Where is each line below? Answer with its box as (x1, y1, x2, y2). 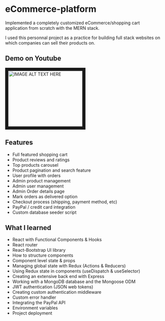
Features (5, 138, 33, 147)
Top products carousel (12, 162, 58, 168)
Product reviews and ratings (12, 157, 70, 163)
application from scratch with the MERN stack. (5, 25, 100, 31)
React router (12, 242, 38, 248)
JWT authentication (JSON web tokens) (12, 284, 93, 290)
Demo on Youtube (5, 54, 62, 63)
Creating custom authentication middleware (12, 289, 102, 295)
